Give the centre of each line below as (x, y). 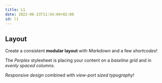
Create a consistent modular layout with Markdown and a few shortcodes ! (81, 51)
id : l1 (12, 19)
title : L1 (15, 10)
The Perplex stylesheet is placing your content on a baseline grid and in (78, 60)
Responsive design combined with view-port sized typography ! (70, 75)
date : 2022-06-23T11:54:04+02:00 (40, 14)
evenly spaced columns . (30, 66)
